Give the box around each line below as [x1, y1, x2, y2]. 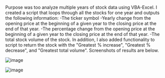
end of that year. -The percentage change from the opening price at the [5, 26, 155, 32]
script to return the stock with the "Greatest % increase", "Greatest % [5, 42, 151, 48]
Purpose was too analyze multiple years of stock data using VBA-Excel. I [5, 5, 157, 10]
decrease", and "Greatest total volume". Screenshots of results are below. [5, 48, 159, 53]
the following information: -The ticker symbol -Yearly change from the [5, 15, 151, 21]
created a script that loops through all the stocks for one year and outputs [5, 10, 160, 16]
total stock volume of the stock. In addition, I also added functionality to [5, 36, 155, 43]
